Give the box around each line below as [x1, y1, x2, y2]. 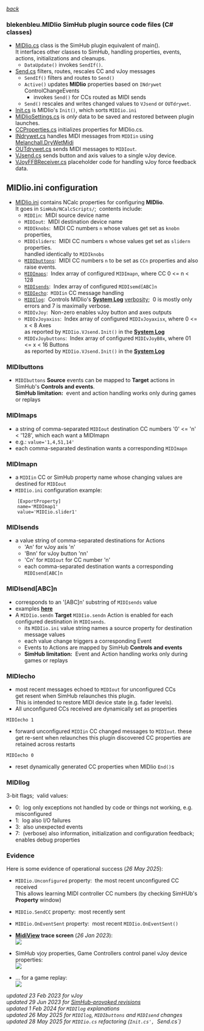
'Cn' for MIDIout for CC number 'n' [24, 556, 111, 564]
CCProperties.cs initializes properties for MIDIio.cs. [15, 126, 144, 133]
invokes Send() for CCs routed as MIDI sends [33, 94, 146, 101]
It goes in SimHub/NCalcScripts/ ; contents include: [15, 205, 143, 213]
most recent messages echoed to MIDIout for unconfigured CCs [15, 686, 176, 693]
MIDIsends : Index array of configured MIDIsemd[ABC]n [24, 283, 157, 290]
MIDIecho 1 [6, 717, 34, 723]
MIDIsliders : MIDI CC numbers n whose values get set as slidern [24, 238, 191, 245]
